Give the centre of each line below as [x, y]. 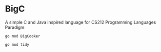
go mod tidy [17, 44]
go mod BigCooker [23, 36]
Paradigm [15, 27]
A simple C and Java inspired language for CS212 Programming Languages [80, 22]
